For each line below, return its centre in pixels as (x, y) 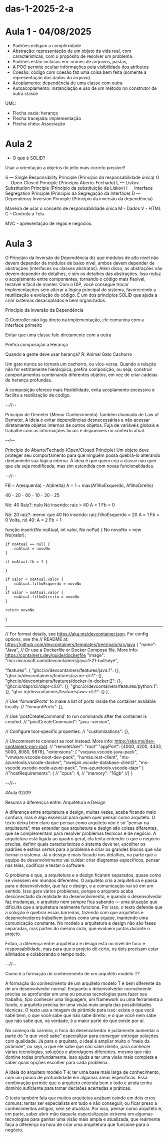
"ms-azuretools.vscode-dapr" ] (111, 768)
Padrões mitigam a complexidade (47, 46)
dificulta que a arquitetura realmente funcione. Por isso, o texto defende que (84, 907)
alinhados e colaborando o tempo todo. (46, 954)
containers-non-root (26, 746)
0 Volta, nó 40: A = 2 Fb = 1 (33, 520)
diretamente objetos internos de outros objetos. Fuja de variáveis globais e (82, 425)
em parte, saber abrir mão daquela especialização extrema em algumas (79, 1114)
